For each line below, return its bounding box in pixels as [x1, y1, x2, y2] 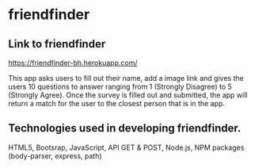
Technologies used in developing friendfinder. [8, 121, 242, 136]
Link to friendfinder [8, 37, 106, 51]
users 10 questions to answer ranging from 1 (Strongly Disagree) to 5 [8, 82, 232, 91]
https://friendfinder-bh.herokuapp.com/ [8, 58, 138, 67]
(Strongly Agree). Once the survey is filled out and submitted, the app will [8, 90, 248, 100]
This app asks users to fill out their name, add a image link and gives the [8, 74, 244, 82]
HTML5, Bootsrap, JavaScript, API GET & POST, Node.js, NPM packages [8, 143, 245, 152]
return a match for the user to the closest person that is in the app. [8, 99, 226, 108]
